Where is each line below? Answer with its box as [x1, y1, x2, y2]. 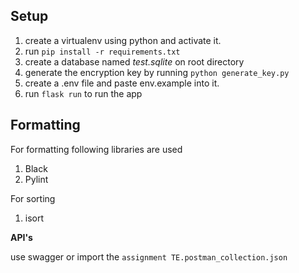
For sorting [10, 192, 56, 204]
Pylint [24, 173, 49, 185]
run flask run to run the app [24, 87, 143, 99]
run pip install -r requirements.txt [24, 45, 181, 57]
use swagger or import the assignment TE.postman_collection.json [10, 250, 288, 263]
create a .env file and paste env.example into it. [24, 77, 220, 89]
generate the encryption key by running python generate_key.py [24, 66, 290, 78]
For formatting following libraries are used [10, 143, 183, 155]
